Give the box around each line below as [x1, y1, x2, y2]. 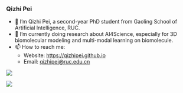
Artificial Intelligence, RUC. [14, 24, 80, 31]
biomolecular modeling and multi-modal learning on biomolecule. [14, 37, 174, 44]
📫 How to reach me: [14, 44, 66, 51]
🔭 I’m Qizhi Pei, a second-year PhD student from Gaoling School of [14, 18, 178, 25]
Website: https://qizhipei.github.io [23, 52, 106, 59]
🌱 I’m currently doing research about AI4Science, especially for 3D [14, 31, 177, 38]
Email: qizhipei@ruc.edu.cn [23, 58, 90, 65]
